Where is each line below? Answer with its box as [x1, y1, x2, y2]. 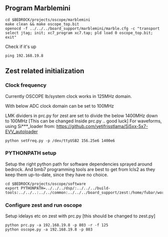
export [5, 185, 19, 190]
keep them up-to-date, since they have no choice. [5, 171, 108, 177]
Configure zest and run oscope [5, 201, 82, 208]
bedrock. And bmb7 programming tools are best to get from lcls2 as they [5, 166, 155, 172]
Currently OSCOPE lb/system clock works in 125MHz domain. [5, 93, 132, 99]
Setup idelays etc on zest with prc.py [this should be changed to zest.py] [5, 213, 156, 219]
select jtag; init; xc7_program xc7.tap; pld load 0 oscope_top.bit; [5, 30, 153, 35]
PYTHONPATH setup [5, 149, 56, 156]
